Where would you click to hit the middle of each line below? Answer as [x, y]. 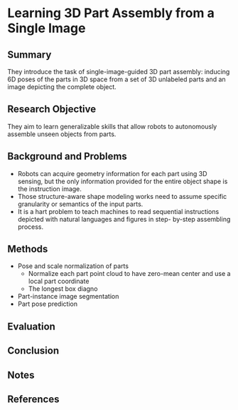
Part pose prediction [48, 304]
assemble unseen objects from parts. [62, 134]
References [33, 399]
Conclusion [33, 351]
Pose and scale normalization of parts [73, 266]
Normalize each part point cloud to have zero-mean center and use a [129, 274]
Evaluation [31, 326]
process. [31, 227]
